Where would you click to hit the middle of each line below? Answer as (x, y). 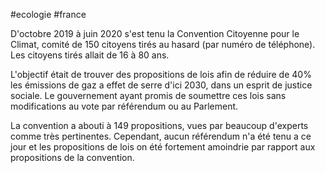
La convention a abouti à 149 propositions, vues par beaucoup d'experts (159, 125)
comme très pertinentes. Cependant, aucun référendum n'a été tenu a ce (161, 136)
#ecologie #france (48, 14)
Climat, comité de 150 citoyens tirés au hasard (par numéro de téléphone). (163, 44)
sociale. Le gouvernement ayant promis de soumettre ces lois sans (148, 95)
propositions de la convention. (72, 157)
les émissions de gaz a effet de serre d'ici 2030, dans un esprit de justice (161, 85)
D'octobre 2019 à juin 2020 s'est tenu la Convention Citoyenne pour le (155, 33)
